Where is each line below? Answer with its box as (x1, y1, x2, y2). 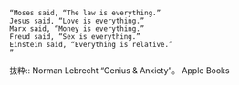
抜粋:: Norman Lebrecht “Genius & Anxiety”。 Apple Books (9, 65, 230, 76)
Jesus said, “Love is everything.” (9, 16, 145, 25)
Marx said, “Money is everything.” (9, 24, 145, 33)
